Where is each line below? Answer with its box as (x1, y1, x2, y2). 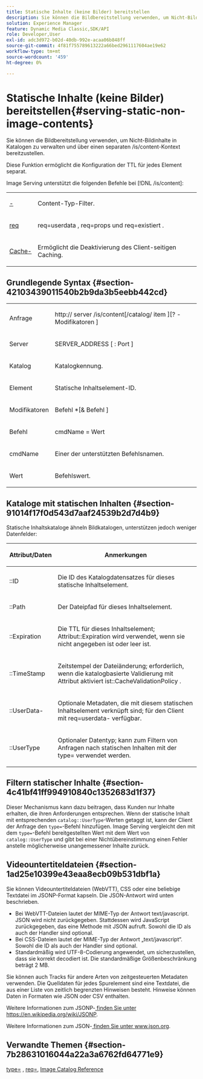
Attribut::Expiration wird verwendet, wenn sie (57, 632, 185, 641)
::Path (9, 603, 26, 611)
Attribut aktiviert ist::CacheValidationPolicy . (57, 677, 181, 686)
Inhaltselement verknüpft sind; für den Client (57, 707, 184, 715)
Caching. (37, 251, 63, 259)
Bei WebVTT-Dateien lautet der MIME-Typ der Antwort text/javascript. (14, 910, 189, 917)
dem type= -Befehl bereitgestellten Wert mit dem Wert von (6, 829, 150, 837)
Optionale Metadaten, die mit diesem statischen (57, 699, 193, 707)
